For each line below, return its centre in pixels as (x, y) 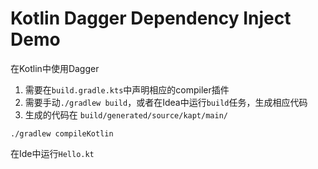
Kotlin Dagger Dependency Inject (151, 18)
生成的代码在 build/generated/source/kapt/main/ (126, 114)
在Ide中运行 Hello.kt (52, 153)
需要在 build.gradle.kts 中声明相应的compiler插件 (127, 89)
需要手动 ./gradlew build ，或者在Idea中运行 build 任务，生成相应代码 (166, 102)
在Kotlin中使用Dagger (55, 68)
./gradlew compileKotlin (62, 133)
